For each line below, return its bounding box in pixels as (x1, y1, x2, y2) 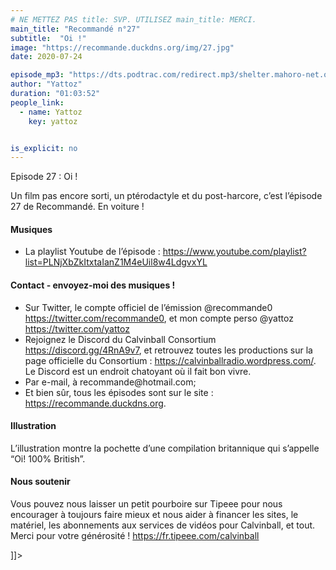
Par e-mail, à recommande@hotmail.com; (24, 376, 197, 388)
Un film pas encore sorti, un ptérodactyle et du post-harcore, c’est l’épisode (10, 190, 323, 202)
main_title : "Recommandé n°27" (10, 24, 141, 34)
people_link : (10, 97, 65, 108)
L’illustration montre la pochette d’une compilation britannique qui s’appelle (10, 442, 320, 454)
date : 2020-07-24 (10, 52, 83, 62)
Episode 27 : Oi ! (10, 171, 78, 183)
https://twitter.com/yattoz (24, 322, 130, 335)
